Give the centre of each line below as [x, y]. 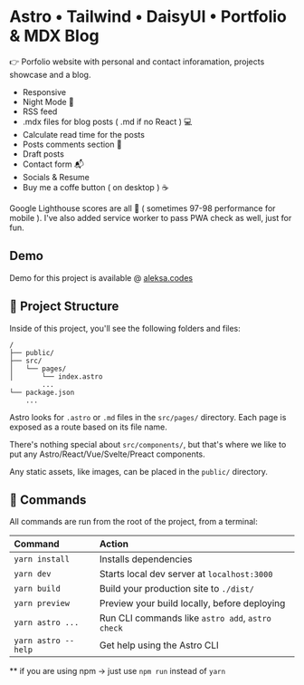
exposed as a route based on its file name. [88, 427]
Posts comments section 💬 [72, 144]
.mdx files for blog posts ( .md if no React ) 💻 [107, 121]
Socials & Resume [56, 177]
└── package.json [42, 392]
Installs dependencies [146, 559]
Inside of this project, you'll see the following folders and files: [125, 328]
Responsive [44, 92]
